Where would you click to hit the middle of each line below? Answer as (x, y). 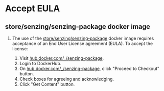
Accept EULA (33, 9)
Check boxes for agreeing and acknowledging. (67, 79)
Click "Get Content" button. (47, 84)
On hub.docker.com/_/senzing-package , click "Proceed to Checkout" (89, 68)
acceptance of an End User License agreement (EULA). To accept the (82, 44)
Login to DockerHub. (40, 63)
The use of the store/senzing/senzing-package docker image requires (83, 38)
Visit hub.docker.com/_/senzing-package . (62, 58)
